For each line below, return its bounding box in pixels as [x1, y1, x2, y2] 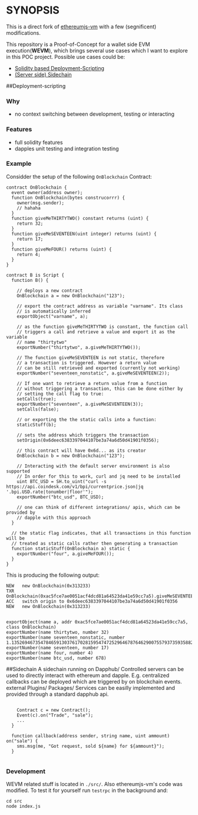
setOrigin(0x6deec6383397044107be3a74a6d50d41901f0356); [16, 437, 160, 443]
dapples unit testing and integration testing [14, 145, 119, 152]
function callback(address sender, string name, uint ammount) [11, 732, 170, 739]
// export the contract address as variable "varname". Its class [16, 303, 183, 309]
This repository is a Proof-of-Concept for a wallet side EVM [6, 41, 150, 48]
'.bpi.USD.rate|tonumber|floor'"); [6, 489, 94, 495]
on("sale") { [6, 738, 38, 744]
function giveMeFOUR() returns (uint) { [11, 246, 112, 252]
